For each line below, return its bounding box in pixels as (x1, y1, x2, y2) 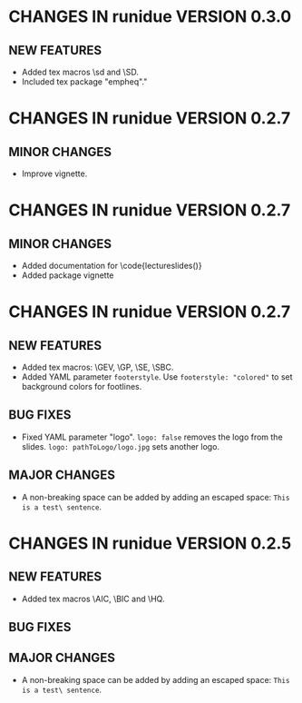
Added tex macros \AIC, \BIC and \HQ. (21, 593, 165, 604)
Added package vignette (21, 270, 114, 281)
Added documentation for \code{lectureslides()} (21, 261, 202, 271)
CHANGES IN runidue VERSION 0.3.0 (8, 6, 292, 27)
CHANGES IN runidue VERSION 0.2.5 (8, 533, 292, 553)
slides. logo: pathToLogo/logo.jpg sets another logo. (21, 441, 219, 451)
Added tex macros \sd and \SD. (21, 66, 140, 77)
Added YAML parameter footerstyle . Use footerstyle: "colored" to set (21, 371, 293, 382)
